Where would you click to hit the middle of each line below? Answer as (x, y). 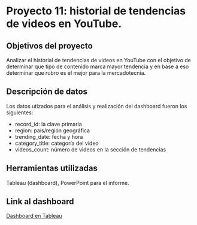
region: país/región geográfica (52, 130)
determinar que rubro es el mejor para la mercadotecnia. (76, 73)
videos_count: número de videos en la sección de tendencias (90, 149)
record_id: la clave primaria (48, 124)
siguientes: (20, 113)
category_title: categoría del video (57, 143)
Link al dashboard (40, 202)
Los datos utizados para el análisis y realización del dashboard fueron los (97, 106)
